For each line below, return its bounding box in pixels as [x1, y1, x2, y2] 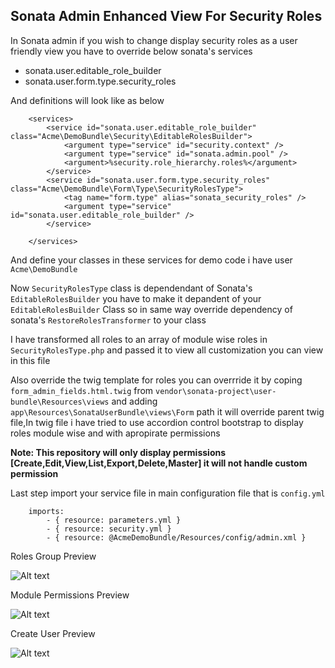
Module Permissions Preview [10, 589, 130, 601]
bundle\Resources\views [10, 397, 110, 407]
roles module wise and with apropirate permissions [10, 427, 221, 439]
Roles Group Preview [10, 550, 97, 562]
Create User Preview [10, 627, 96, 639]
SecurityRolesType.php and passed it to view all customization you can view [10, 344, 324, 356]
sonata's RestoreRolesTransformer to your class [10, 314, 207, 326]
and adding [111, 395, 158, 407]
